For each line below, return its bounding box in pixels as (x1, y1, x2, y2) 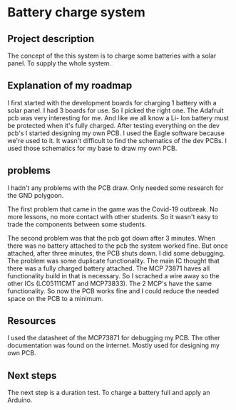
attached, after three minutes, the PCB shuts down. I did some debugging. (7, 248, 225, 257)
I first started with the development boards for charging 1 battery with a (7, 98, 217, 107)
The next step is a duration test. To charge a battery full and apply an (7, 389, 210, 397)
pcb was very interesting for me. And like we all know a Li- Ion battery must (7, 113, 230, 122)
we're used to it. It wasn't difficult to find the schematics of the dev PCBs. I (7, 136, 227, 144)
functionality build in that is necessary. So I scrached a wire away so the (7, 271, 220, 280)
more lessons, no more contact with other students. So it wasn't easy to (7, 212, 219, 221)
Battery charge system (7, 4, 146, 21)
